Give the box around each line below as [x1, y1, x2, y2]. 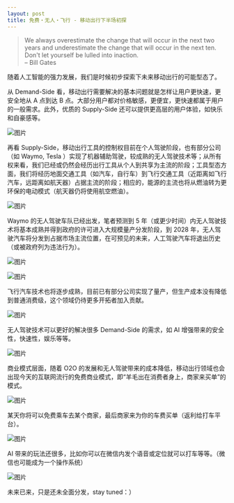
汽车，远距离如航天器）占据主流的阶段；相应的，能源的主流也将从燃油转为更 [7, 178, 227, 186]
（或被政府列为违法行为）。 [7, 242, 84, 251]
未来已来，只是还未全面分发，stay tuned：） [7, 488, 136, 496]
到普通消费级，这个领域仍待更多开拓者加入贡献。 [7, 296, 148, 304]
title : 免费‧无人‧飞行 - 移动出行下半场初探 [7, 17, 127, 24]
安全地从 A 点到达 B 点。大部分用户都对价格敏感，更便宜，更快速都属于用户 [7, 96, 224, 105]
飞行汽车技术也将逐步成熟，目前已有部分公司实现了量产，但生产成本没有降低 [7, 287, 227, 295]
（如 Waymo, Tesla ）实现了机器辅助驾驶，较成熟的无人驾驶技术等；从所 [7, 151, 216, 160]
